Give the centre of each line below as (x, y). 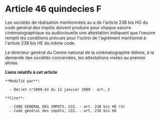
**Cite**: (15, 98)
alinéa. (12, 63)
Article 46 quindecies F (53, 9)
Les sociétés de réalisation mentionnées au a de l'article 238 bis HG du (77, 22)
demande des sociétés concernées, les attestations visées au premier (75, 57)
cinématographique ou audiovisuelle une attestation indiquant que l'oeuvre (80, 33)
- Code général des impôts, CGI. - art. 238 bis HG (63, 111)
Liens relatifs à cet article (31, 72)
